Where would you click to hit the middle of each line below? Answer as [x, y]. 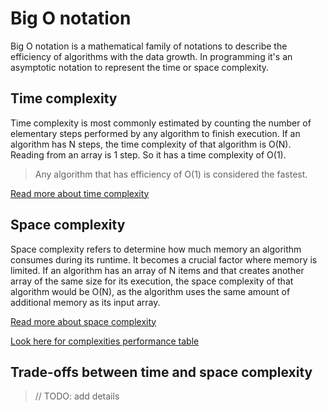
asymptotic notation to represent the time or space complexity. [140, 67]
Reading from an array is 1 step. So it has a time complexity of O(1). [148, 154]
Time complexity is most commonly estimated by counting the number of [161, 123]
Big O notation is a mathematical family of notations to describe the [149, 46]
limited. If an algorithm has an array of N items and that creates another [157, 270]
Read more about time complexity [80, 193]
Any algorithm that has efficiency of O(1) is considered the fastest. [171, 174]
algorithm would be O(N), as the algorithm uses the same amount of [150, 291]
